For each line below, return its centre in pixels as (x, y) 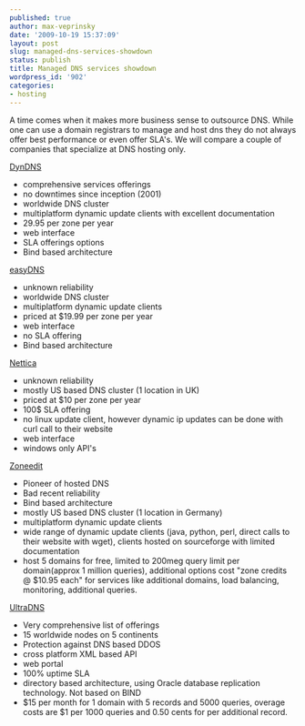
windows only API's (60, 448)
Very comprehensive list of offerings (91, 625)
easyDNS (27, 269)
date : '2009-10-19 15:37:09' (65, 35)
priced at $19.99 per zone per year (87, 316)
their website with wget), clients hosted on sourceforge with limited (149, 541)
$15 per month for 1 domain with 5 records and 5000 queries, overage (153, 702)
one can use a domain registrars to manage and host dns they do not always (153, 129)
